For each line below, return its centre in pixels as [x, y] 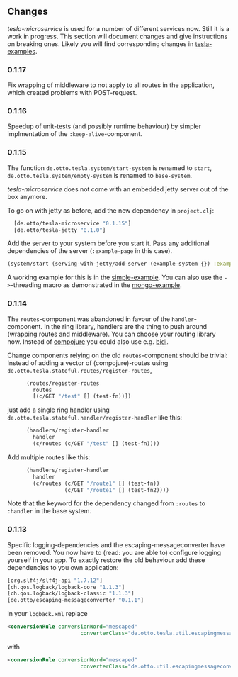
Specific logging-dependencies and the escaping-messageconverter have [116, 544]
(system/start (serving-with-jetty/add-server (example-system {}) [109, 264]
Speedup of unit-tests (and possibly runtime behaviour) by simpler [104, 126]
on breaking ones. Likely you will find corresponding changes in [101, 44]
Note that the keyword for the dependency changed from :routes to [106, 503]
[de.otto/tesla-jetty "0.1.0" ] [60, 230]
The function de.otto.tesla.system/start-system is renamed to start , [110, 168]
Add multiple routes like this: [49, 457]
